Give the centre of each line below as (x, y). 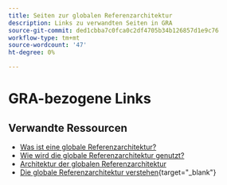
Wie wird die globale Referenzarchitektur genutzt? (102, 155)
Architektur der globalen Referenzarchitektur (93, 164)
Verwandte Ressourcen (68, 128)
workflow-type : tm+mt (44, 38)
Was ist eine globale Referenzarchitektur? (88, 147)
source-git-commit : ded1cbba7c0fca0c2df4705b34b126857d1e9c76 (113, 30)
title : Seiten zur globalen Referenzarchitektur (90, 15)
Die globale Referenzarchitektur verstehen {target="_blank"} (118, 172)
